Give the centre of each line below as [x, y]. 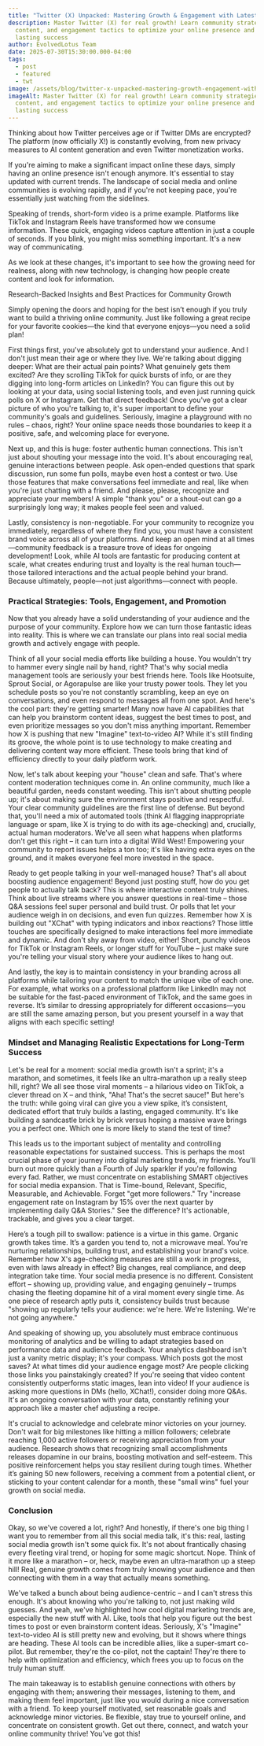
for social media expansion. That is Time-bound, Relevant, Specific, [117, 1185]
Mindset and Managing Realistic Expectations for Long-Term [126, 1043]
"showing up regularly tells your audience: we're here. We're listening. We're [132, 1309]
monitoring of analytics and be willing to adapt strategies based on [116, 1341]
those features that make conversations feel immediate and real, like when [128, 482]
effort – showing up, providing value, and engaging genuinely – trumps [123, 1284]
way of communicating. [46, 247]
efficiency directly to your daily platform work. [82, 759]
